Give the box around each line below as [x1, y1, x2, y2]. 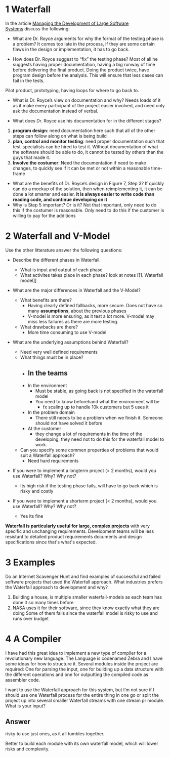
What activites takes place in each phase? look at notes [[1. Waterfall [20, 272, 163, 278]
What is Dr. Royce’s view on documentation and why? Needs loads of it [12, 97, 161, 103]
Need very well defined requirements [20, 349, 98, 355]
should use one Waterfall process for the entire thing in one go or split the [5, 692, 159, 698]
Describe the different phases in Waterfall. [12, 257, 101, 263]
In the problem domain [27, 409, 75, 415]
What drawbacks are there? [20, 324, 78, 330]
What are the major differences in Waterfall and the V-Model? [12, 287, 141, 293]
